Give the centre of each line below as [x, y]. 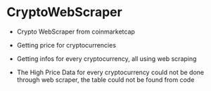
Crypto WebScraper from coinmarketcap [76, 31]
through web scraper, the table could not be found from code [105, 79]
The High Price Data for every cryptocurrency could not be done [110, 72]
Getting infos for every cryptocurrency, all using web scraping [107, 58]
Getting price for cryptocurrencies [66, 45]
